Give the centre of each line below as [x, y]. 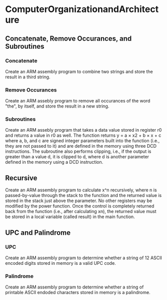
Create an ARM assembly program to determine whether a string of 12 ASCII [84, 258]
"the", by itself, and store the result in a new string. [57, 106]
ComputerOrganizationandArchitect [82, 9]
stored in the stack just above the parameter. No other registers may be [79, 201]
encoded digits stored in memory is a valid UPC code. [60, 263]
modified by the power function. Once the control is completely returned [80, 206]
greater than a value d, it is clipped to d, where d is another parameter [77, 157]
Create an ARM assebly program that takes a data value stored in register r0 [83, 130]
